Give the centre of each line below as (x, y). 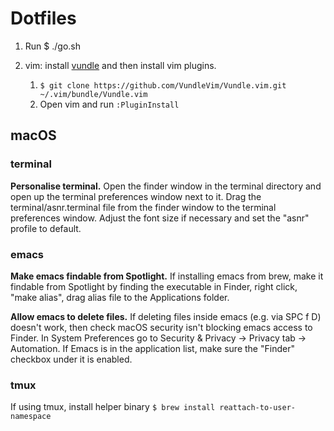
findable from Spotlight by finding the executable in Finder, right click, (154, 286)
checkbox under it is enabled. (71, 359)
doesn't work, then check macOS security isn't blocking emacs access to (161, 327)
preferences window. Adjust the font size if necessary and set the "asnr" (160, 218)
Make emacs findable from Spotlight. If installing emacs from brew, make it (167, 276)
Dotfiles (43, 18)
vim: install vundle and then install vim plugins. (120, 65)
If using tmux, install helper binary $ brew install (113, 407)
